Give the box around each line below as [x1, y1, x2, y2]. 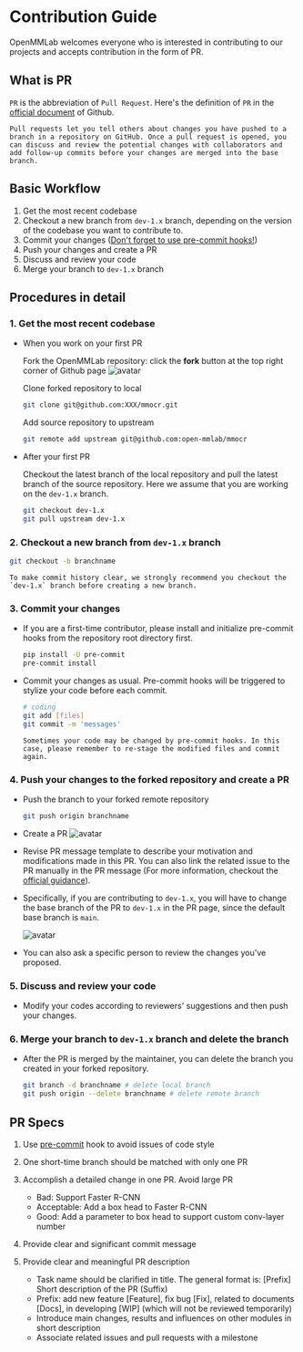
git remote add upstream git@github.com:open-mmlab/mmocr [22, 435, 247, 444]
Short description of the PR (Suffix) [35, 1284, 168, 1295]
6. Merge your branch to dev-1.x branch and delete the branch [9, 1033, 289, 1045]
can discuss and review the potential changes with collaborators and [9, 140, 283, 150]
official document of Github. [9, 107, 115, 118]
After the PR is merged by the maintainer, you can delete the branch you [22, 1054, 294, 1065]
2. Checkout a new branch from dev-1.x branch [9, 536, 221, 548]
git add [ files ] [22, 711, 85, 720]
